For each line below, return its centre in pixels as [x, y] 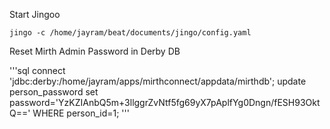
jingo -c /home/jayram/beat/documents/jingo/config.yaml [130, 33]
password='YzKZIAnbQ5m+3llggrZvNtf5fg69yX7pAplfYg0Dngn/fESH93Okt [165, 102]
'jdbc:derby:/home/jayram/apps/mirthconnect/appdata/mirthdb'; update [158, 81]
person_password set [54, 92]
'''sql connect [37, 70]
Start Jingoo [35, 14]
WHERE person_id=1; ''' [81, 113]
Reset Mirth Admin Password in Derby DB [95, 51]
